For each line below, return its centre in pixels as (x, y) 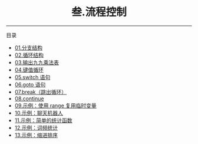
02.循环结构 (29, 55)
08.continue (29, 99)
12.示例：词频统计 (36, 127)
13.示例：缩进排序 (36, 135)
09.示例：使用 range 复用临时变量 (56, 105)
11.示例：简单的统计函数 (43, 120)
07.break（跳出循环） (41, 91)
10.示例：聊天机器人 (39, 113)
